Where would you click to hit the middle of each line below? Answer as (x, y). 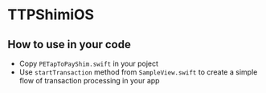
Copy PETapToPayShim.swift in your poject (88, 63)
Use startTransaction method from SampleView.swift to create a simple (138, 72)
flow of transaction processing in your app (89, 81)
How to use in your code (70, 44)
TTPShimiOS (51, 15)
